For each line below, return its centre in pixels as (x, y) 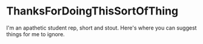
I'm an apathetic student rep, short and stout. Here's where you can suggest (101, 28)
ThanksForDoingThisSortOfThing (92, 11)
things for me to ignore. (35, 34)
